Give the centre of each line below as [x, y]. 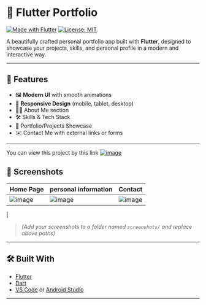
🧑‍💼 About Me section [42, 110]
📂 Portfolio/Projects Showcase [54, 126]
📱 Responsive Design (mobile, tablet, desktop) [74, 103]
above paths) [38, 233]
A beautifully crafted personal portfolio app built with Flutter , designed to [99, 41]
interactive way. [26, 54]
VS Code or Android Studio [49, 290]
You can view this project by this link [52, 152]
